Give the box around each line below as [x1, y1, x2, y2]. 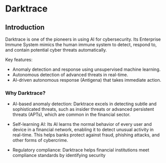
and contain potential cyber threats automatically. [5, 47, 107, 53]
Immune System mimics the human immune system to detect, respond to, [5, 42, 157, 48]
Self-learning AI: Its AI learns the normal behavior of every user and [12, 121, 152, 127]
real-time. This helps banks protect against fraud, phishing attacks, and [12, 132, 160, 138]
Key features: [5, 57, 32, 63]
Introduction [5, 23, 45, 32]
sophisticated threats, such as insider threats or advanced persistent [12, 106, 154, 112]
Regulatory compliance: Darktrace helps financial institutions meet [12, 147, 149, 153]
